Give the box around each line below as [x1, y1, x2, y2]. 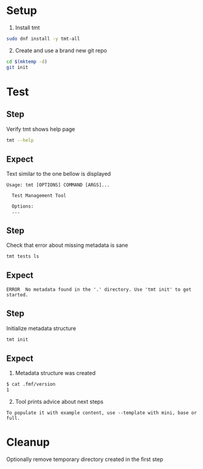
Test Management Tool [12, 193, 67, 199]
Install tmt [15, 24, 40, 31]
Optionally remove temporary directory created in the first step [6, 456, 163, 463]
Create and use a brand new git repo [15, 46, 108, 54]
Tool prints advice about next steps [15, 398, 104, 405]
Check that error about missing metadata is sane [6, 242, 129, 249]
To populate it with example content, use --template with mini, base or [6, 410, 198, 416]
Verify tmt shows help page [6, 125, 75, 133]
